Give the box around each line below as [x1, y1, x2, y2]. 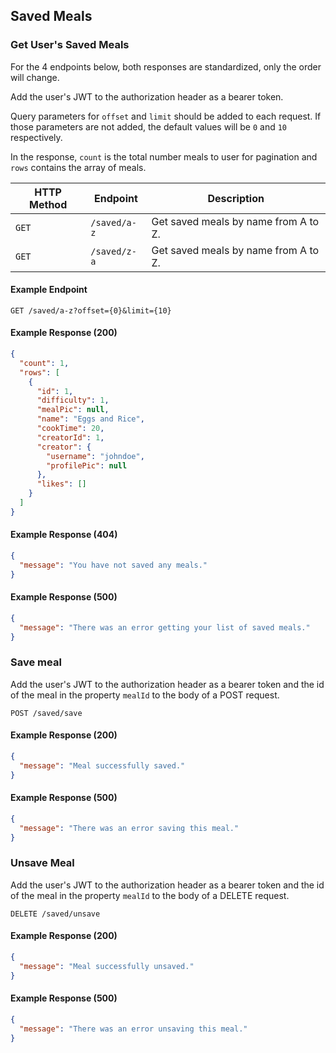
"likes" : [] [36, 479, 87, 489]
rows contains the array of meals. [10, 161, 147, 173]
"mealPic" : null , [36, 405, 110, 415]
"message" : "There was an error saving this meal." [19, 823, 240, 833]
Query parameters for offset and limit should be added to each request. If [10, 110, 322, 122]
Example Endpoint [10, 284, 88, 296]
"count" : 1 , [19, 358, 70, 368]
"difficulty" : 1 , [36, 395, 110, 406]
